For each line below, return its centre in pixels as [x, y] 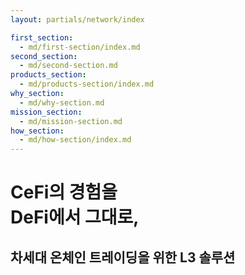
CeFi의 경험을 [64, 192]
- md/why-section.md [62, 102]
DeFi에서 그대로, [75, 217]
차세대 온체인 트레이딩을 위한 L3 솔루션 [123, 257]
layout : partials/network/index [77, 19]
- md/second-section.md [68, 66]
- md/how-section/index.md [75, 140]
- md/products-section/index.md [87, 84]
